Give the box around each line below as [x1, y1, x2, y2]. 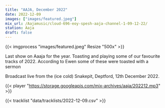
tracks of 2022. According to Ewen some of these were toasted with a [5, 59, 149, 64]
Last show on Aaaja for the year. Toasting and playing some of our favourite [5, 53, 161, 59]
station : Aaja [5, 26, 35, 31]
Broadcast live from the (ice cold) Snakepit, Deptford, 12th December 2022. [5, 73, 160, 79]
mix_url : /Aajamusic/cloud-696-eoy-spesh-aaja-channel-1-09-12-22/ [5, 21, 148, 26]
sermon [5, 64, 21, 70]
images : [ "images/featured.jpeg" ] [5, 16, 77, 21]
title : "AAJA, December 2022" [5, 7, 68, 12]
